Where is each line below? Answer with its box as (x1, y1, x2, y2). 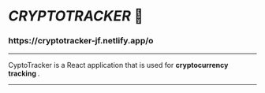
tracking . (8, 69, 40, 78)
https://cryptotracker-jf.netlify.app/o (8, 35, 154, 46)
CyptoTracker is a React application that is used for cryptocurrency (8, 61, 229, 70)
